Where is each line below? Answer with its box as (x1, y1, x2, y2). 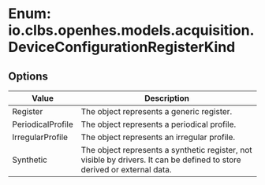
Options (8, 69, 49, 83)
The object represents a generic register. (80, 106, 233, 117)
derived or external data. (80, 165, 172, 175)
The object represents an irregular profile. (80, 131, 236, 142)
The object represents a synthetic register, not (80, 145, 252, 155)
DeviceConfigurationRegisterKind (8, 39, 236, 56)
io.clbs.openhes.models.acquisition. (8, 21, 255, 39)
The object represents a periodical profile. (80, 119, 237, 130)
